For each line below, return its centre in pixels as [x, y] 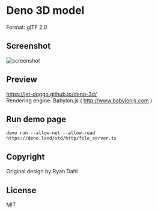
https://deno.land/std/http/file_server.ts [62, 138]
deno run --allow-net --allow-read [51, 133]
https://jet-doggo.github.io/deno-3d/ [52, 94]
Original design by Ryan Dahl [42, 171]
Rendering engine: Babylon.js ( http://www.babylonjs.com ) [79, 100]
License [21, 190]
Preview [22, 80]
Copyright [26, 157]
